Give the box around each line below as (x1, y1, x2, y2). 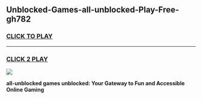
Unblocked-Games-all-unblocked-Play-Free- (6, 5, 179, 15)
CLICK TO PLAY (6, 32, 53, 41)
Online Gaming (6, 86, 44, 93)
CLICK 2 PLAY (6, 55, 48, 63)
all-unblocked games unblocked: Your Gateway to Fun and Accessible (6, 79, 185, 86)
